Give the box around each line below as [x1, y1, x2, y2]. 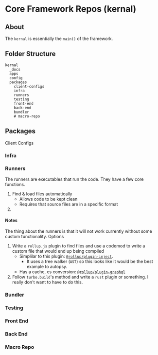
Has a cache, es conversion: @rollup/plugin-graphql [19, 269, 125, 275]
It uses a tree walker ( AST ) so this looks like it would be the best [26, 259, 153, 264]
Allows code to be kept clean [19, 196, 78, 202]
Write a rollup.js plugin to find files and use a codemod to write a [12, 243, 145, 249]
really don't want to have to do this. [12, 279, 83, 285]
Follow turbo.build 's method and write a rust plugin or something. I [12, 274, 149, 280]
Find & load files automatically [12, 191, 72, 197]
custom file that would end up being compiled [12, 248, 104, 254]
